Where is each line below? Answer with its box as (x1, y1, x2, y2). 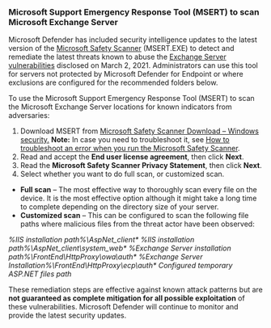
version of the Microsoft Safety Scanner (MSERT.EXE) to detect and (8, 44, 235, 53)
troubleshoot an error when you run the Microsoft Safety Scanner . (19, 144, 240, 153)
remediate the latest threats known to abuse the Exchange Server (8, 52, 227, 62)
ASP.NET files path (8, 269, 72, 279)
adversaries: (8, 111, 50, 120)
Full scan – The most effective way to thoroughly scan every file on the (19, 185, 257, 195)
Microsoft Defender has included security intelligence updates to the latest (8, 35, 257, 44)
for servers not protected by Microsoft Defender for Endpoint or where (8, 69, 244, 79)
